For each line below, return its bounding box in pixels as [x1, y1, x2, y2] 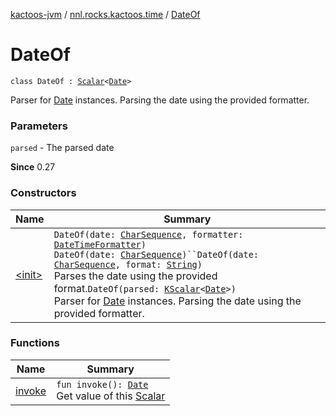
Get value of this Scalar [56, 389, 166, 403]
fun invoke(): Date [56, 379, 149, 390]
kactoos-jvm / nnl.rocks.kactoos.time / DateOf [10, 9, 201, 20]
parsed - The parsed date [10, 142, 115, 154]
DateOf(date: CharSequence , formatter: [53, 229, 244, 240]
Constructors [10, 186, 77, 200]
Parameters [10, 119, 68, 133]
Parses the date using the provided [53, 269, 218, 283]
